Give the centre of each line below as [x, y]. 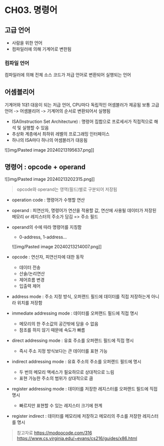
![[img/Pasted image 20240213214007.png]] [57, 246]
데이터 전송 [30, 267]
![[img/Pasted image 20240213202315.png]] [50, 179]
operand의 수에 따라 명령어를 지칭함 [47, 227]
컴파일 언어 [17, 63]
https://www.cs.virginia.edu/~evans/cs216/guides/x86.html [77, 438]
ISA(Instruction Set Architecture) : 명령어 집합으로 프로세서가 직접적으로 [82, 121]
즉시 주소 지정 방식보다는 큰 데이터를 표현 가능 [63, 351]
